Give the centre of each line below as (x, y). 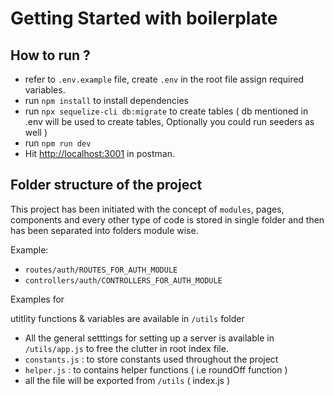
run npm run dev (58, 143)
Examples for (37, 299)
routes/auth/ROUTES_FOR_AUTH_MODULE (101, 270)
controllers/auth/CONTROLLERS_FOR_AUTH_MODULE (123, 280)
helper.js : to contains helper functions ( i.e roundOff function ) (156, 369)
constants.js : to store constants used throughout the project (151, 359)
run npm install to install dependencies (106, 100)
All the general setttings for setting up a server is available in (149, 338)
